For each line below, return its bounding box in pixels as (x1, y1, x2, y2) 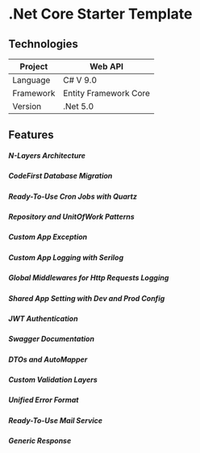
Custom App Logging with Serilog (8, 252, 124, 262)
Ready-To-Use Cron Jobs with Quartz (8, 191, 137, 201)
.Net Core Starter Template (8, 5, 193, 23)
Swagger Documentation (8, 334, 95, 344)
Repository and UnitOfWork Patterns (8, 212, 135, 222)
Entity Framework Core (63, 88, 151, 99)
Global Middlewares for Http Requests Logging (8, 273, 169, 283)
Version (12, 101, 42, 111)
